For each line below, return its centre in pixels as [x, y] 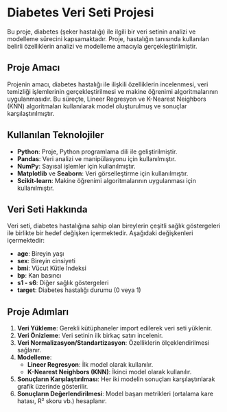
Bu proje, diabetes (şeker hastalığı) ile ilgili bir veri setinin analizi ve [101, 32]
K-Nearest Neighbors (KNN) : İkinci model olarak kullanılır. [109, 372]
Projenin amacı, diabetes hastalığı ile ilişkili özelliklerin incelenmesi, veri [108, 84]
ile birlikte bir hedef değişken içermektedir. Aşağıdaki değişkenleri [100, 233]
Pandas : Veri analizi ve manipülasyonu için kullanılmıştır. [96, 158]
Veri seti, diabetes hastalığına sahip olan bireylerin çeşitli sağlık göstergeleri [114, 226]
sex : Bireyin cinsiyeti [46, 261]
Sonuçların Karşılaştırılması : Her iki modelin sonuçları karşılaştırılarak [116, 379]
